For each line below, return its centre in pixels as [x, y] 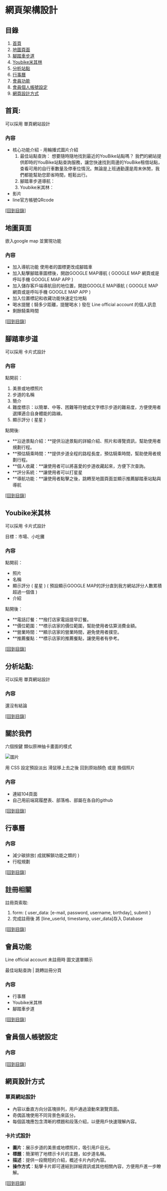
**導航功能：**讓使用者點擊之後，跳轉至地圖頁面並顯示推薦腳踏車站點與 [86, 479]
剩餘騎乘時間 [25, 311]
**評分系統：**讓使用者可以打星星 [47, 472]
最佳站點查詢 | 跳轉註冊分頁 [33, 970]
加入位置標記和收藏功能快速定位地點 [50, 298]
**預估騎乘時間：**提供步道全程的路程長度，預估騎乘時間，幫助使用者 [84, 453]
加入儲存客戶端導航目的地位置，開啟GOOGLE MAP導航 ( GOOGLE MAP [85, 286]
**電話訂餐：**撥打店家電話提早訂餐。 [52, 620]
